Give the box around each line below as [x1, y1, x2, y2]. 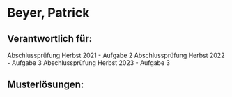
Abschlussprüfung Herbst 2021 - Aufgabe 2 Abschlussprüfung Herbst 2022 [7, 51, 225, 59]
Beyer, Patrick [7, 5, 90, 21]
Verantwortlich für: [7, 33, 93, 45]
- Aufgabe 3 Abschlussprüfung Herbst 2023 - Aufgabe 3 [7, 59, 171, 67]
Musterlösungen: [7, 79, 84, 91]
